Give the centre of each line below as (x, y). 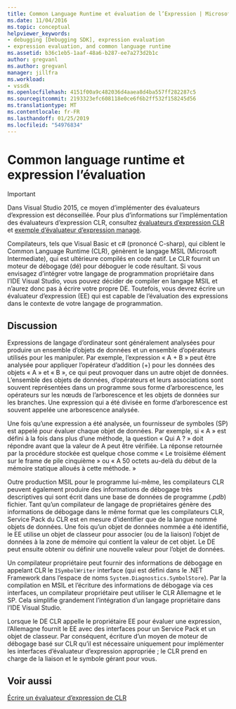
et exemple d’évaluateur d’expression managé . (74, 230)
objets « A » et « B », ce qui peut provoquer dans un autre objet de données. (118, 373)
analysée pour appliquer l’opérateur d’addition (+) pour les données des (111, 365)
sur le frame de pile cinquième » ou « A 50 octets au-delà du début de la (112, 461)
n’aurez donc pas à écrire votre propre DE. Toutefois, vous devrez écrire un (116, 288)
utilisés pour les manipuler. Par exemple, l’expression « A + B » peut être (112, 358)
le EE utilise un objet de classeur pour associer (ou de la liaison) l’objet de (113, 535)
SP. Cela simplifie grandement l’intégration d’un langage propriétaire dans (114, 600)
